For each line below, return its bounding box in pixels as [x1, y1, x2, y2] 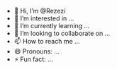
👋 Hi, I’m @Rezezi [13, 7, 66, 15]
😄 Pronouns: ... [13, 47, 60, 56]
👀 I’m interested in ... [13, 14, 74, 23]
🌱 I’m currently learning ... [13, 22, 90, 30]
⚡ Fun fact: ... [13, 55, 53, 63]
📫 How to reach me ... [13, 37, 80, 45]
